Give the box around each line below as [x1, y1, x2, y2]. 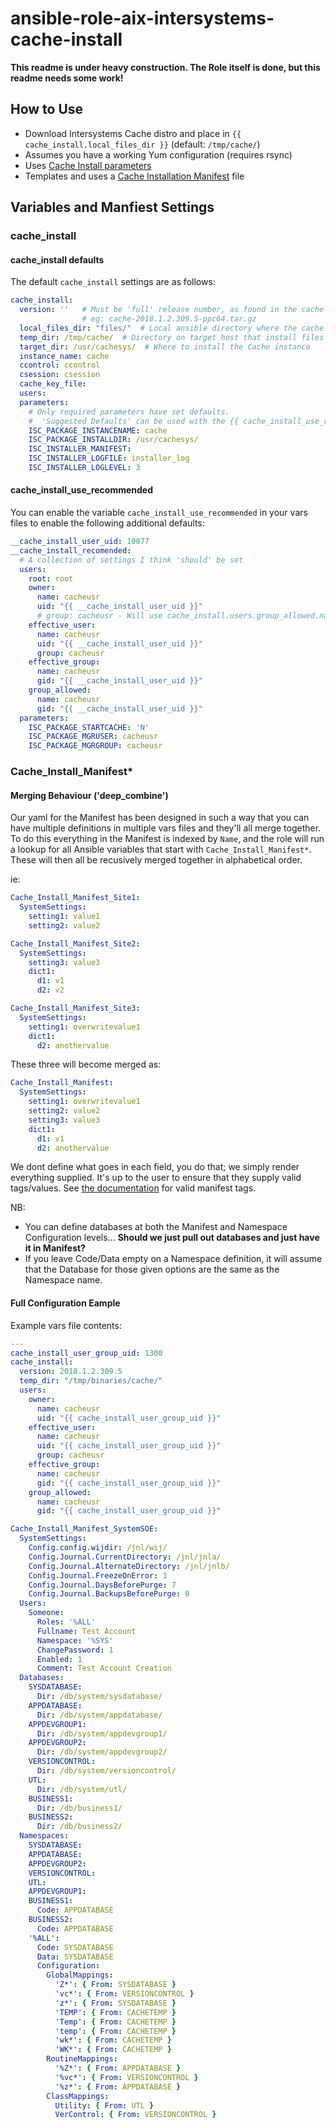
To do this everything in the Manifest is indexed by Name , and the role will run [10, 833, 325, 845]
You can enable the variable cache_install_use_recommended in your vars [10, 507, 308, 519]
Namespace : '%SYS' [36, 1635, 114, 1646]
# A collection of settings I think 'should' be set [19, 555, 244, 565]
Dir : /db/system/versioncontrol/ [36, 1766, 177, 1776]
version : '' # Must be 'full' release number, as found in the [19, 305, 298, 315]
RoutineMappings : [46, 2054, 118, 2064]
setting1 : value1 [28, 912, 101, 922]
